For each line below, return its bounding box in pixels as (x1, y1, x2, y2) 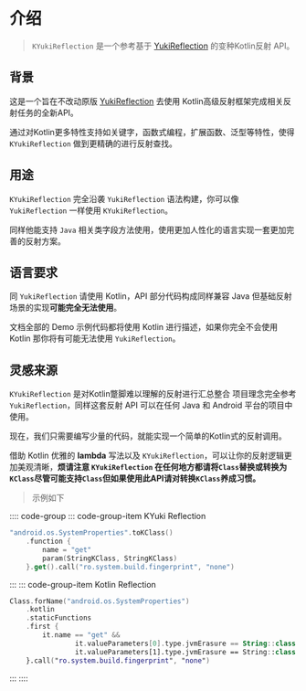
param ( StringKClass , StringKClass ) (42, 554, 178, 563)
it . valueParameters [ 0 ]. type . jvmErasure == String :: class (74, 639, 297, 648)
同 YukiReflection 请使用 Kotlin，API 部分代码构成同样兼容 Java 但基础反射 (9, 291, 292, 302)
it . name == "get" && (42, 631, 121, 640)
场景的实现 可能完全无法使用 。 (9, 303, 121, 314)
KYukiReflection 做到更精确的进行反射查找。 (9, 138, 178, 149)
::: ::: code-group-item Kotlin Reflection (9, 579, 157, 590)
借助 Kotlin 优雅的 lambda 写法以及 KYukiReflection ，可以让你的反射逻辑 (9, 450, 285, 462)
